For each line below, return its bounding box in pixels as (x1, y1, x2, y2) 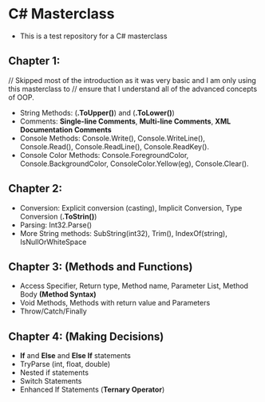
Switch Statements (19, 376, 82, 386)
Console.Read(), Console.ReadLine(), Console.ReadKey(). (19, 141, 210, 152)
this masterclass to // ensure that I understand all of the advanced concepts (8, 84, 258, 93)
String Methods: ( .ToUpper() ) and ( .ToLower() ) (19, 108, 176, 117)
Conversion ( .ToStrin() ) (19, 211, 97, 221)
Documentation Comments (19, 124, 112, 134)
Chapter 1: (8, 54, 61, 68)
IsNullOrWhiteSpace (19, 237, 87, 246)
